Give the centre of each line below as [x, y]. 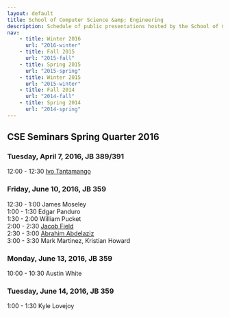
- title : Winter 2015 [50, 77]
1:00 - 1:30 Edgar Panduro [44, 211]
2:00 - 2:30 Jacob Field [40, 226]
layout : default [30, 13]
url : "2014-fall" [50, 97]
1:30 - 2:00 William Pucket [44, 219]
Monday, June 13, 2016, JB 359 [60, 258]
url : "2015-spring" [53, 71]
